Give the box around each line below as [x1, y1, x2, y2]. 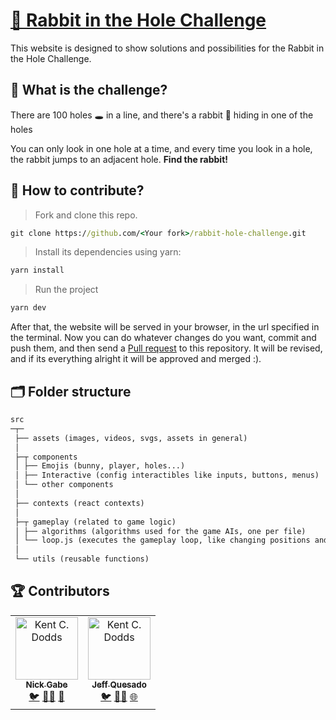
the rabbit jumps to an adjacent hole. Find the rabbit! [10, 153, 228, 165]
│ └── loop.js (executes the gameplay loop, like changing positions [14, 535, 311, 546]
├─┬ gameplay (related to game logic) [14, 517, 177, 527]
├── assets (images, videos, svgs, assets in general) [14, 433, 248, 443]
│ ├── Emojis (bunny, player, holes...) [14, 461, 186, 471]
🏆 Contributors [10, 583, 110, 600]
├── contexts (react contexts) [14, 498, 145, 508]
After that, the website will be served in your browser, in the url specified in [10, 321, 320, 333]
